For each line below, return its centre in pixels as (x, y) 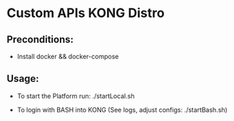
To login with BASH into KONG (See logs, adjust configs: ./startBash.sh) (122, 110)
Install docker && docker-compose (68, 56)
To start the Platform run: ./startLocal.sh (76, 96)
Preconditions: (40, 40)
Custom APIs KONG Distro (86, 13)
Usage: (23, 79)
